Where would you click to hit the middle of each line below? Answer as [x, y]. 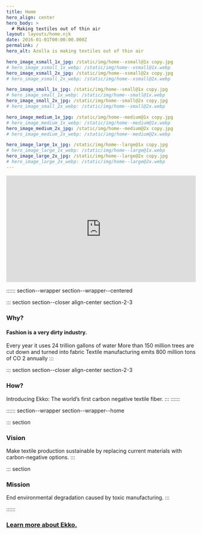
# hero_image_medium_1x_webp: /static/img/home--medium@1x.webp [88, 123]
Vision [16, 438]
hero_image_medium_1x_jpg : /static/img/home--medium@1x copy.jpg [90, 117]
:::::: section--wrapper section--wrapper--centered [69, 291]
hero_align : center [31, 17]
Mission [18, 484]
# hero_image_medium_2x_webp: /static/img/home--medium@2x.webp [88, 134]
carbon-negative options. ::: [41, 457]
